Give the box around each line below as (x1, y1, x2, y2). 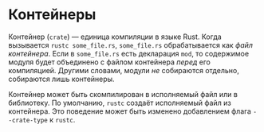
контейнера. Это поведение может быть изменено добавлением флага (8, 106, 251, 116)
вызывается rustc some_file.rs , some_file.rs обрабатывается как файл (8, 40, 254, 49)
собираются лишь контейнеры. (8, 74, 115, 83)
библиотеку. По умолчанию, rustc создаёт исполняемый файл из (8, 98, 231, 107)
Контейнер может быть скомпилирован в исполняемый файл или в (8, 89, 238, 99)
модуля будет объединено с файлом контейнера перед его (8, 57, 211, 67)
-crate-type (8, 116, 48, 124)
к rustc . (49, 115, 76, 124)
